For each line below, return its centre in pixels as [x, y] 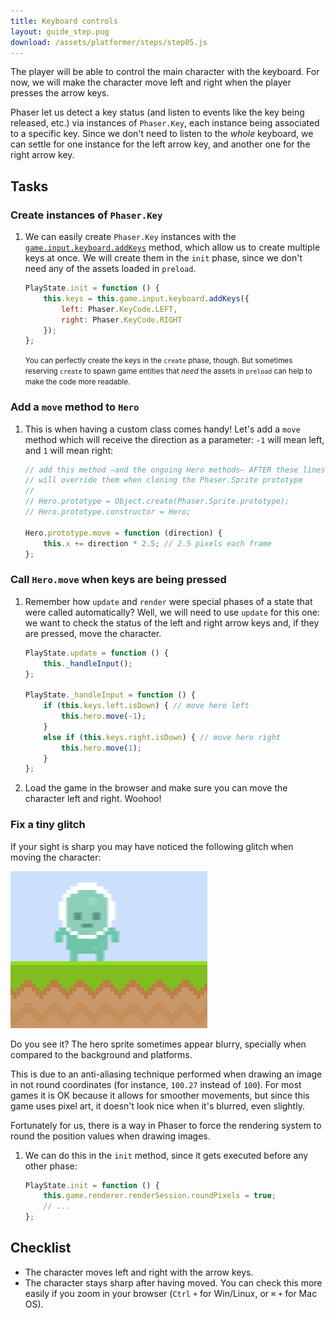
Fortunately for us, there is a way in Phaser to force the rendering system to [166, 1125]
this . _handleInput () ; [88, 663]
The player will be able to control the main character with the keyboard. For [165, 72]
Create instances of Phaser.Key [86, 215]
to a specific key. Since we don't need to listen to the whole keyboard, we [162, 134]
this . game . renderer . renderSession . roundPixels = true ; [160, 1196]
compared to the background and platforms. [101, 1054]
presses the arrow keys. [60, 93]
